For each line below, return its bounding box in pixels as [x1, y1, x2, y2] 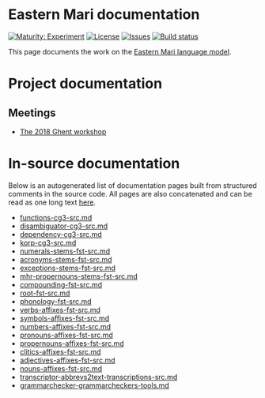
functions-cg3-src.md [19, 212, 93, 222]
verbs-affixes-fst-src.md [19, 305, 101, 314]
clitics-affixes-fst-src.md [19, 347, 101, 356]
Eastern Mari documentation [8, 6, 200, 24]
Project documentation [8, 75, 163, 92]
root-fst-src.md [19, 288, 70, 298]
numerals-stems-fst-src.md [19, 246, 111, 256]
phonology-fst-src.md [19, 296, 93, 306]
